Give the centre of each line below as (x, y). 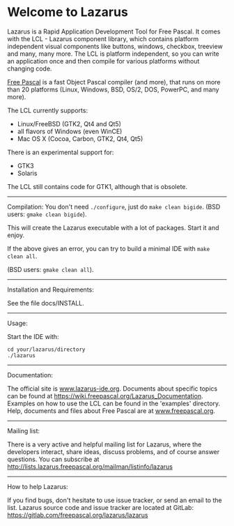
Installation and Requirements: (50, 290)
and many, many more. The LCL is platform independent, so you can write (113, 54)
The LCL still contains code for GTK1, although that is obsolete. (97, 186)
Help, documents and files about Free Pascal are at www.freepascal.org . (111, 411)
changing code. (30, 68)
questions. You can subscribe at (53, 459)
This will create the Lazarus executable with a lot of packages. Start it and (113, 227)
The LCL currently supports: (48, 110)
